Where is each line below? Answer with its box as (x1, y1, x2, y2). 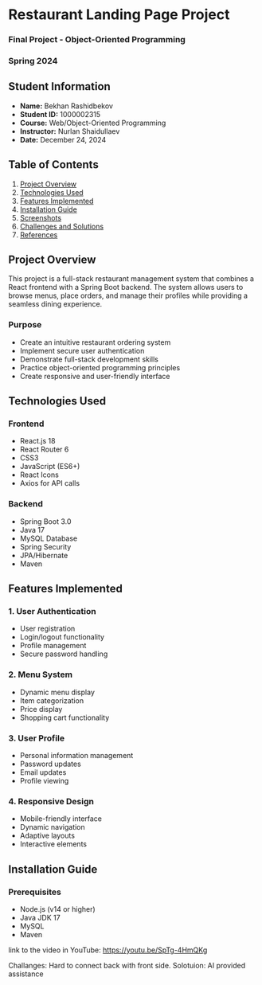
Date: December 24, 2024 (19, 135, 107, 144)
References (19, 229, 58, 240)
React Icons (19, 470, 60, 479)
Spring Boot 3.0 (19, 516, 72, 526)
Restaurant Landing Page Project (8, 6, 230, 24)
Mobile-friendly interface (19, 814, 102, 823)
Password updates (19, 759, 81, 769)
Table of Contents (8, 158, 100, 172)
